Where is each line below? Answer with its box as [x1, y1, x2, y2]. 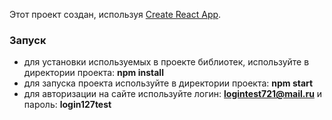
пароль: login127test [23, 99, 112, 111]
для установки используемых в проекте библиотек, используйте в [23, 56, 310, 68]
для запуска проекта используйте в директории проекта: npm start [23, 77, 314, 89]
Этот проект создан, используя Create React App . [9, 9, 222, 20]
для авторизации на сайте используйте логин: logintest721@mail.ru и [23, 88, 323, 100]
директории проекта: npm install [23, 67, 164, 79]
